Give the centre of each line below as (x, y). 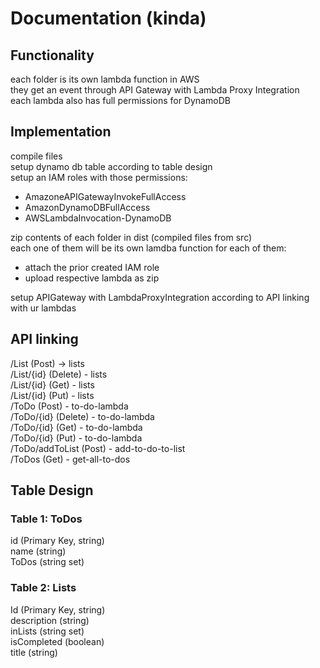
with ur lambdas (43, 308)
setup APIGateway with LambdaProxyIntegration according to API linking (160, 297)
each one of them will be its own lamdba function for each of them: (148, 248)
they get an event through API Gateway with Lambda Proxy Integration (155, 90)
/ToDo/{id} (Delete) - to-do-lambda (82, 416)
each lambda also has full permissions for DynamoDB (120, 100)
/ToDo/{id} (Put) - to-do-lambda (76, 438)
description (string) (50, 620)
